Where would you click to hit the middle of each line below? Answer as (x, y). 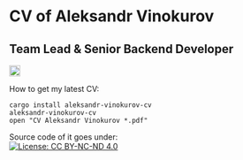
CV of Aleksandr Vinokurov (112, 16)
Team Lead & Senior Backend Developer (121, 49)
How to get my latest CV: (54, 89)
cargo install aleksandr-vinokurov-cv (80, 105)
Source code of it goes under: (64, 137)
